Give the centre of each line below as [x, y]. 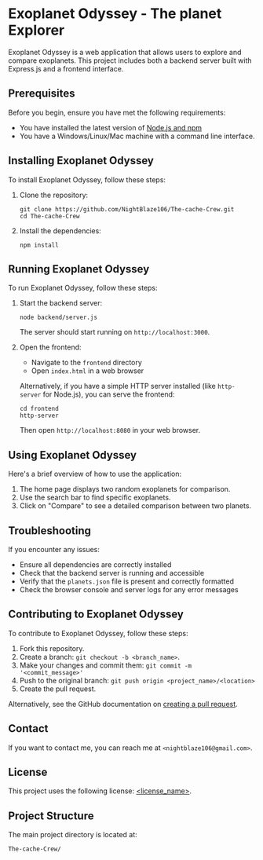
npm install [39, 245]
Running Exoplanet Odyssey [79, 269]
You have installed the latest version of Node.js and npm [111, 127]
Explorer [37, 30]
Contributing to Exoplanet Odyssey [96, 615]
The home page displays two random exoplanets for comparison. [125, 489]
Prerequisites [42, 94]
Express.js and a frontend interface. [66, 68]
